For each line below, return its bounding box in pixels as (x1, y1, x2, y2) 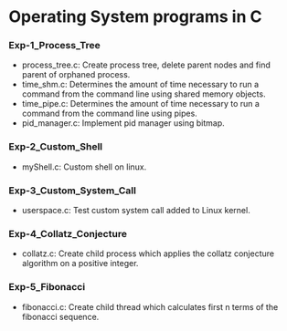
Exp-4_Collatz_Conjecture (8, 228, 127, 240)
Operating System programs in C (8, 6, 262, 27)
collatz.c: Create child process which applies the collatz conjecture (21, 248, 275, 259)
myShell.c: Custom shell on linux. (21, 161, 147, 172)
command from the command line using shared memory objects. (21, 88, 266, 99)
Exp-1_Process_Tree (8, 39, 101, 52)
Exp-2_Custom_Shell (8, 140, 103, 153)
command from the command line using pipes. (21, 108, 197, 119)
